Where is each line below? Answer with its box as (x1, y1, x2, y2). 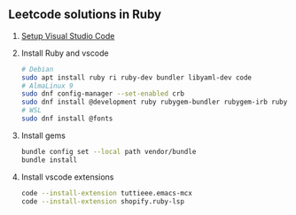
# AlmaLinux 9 (20, 81, 74, 90)
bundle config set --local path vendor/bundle (20, 147, 197, 156)
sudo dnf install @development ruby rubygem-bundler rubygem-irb (20, 97, 268, 107)
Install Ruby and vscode (20, 48, 109, 58)
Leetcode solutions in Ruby (8, 7, 161, 22)
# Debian (20, 65, 54, 73)
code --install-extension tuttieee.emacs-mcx (20, 188, 192, 197)
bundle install (20, 155, 78, 165)
